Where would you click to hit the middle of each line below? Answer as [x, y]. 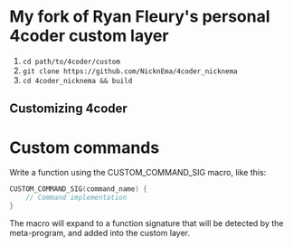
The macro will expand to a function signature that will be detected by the [146, 223]
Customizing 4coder [69, 109]
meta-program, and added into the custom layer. [99, 233]
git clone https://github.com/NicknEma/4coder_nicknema [130, 71]
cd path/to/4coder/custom [71, 62]
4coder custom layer [89, 36]
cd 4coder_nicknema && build [77, 81]
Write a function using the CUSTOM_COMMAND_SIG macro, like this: [138, 173]
